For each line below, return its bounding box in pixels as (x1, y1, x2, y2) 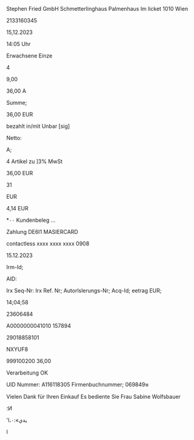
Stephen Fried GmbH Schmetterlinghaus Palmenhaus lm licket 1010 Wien (6, 5, 189, 12)
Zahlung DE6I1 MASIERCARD (6, 228, 79, 235)
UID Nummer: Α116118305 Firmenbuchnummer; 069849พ (6, 381, 149, 388)
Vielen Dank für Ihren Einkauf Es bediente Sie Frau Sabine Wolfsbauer (6, 393, 181, 400)
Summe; (6, 99, 27, 106)
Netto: (6, 135, 22, 141)
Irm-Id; (6, 264, 24, 270)
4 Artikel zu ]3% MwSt (6, 158, 63, 165)
